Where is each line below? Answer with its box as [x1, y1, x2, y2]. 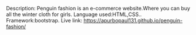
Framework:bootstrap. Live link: [6, 17, 83, 24]
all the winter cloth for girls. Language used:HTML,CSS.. [6, 11, 142, 18]
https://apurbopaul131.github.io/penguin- [83, 17, 183, 24]
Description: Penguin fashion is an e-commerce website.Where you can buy [6, 5, 191, 11]
